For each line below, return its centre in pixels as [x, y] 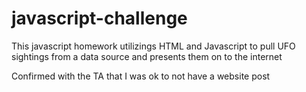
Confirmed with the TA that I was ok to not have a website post [141, 76]
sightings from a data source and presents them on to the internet [147, 56]
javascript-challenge [99, 18]
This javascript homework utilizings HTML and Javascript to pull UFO [153, 46]
